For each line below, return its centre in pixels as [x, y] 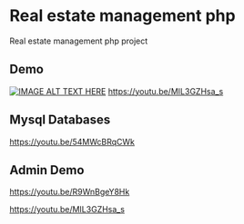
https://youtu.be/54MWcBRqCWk [72, 141]
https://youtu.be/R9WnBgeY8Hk [70, 192]
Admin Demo [47, 170]
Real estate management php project [79, 41]
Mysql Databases [60, 120]
